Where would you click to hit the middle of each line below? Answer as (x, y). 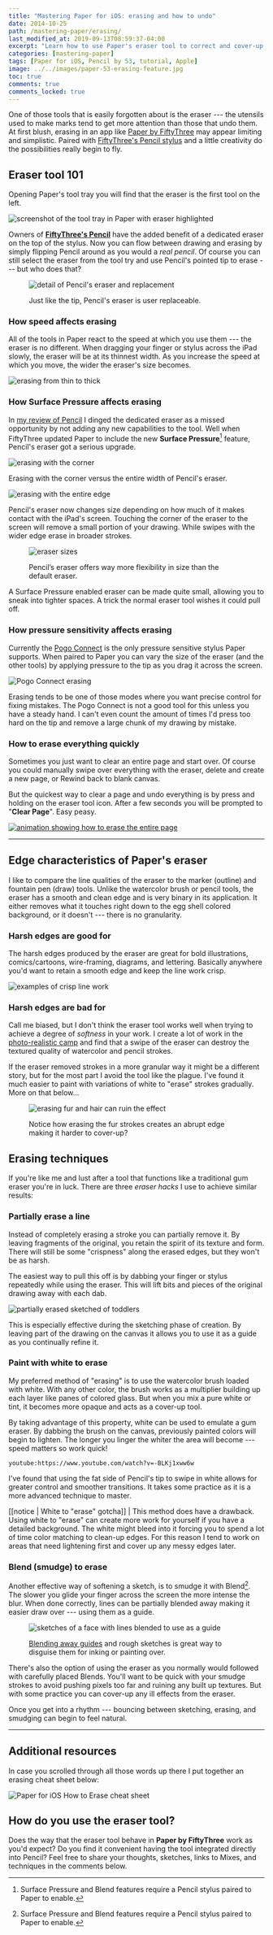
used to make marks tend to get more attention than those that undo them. (133, 124)
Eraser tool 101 (46, 174)
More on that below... (44, 1093)
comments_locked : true (47, 91)
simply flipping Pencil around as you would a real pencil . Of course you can (134, 252)
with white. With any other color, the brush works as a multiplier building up (135, 1389)
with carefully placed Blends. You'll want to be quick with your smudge (127, 1676)
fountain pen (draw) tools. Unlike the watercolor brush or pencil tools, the (131, 889)
